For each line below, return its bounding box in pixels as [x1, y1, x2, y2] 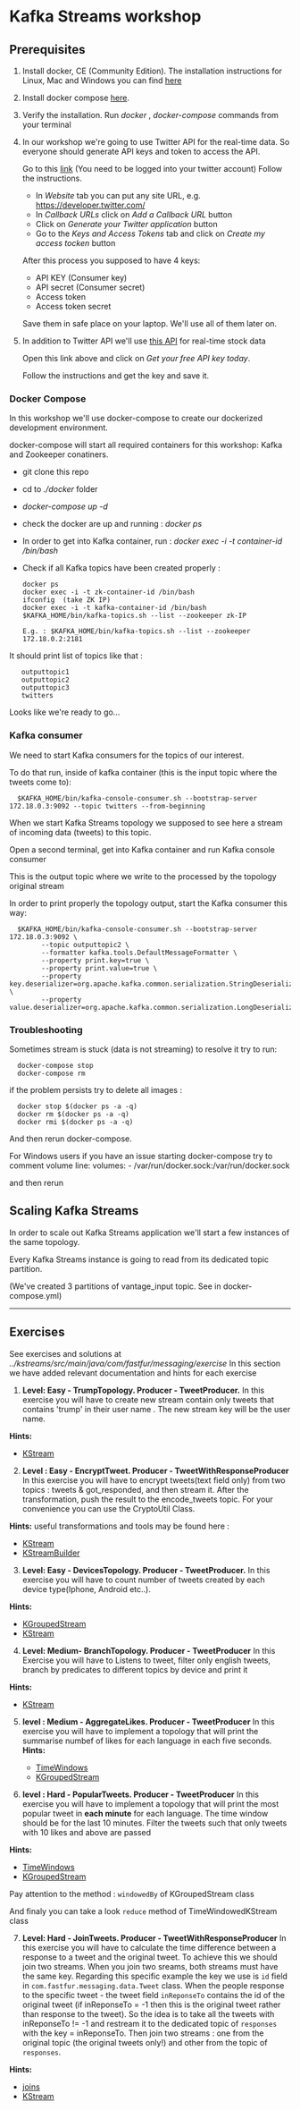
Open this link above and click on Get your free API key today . [21, 353, 251, 363]
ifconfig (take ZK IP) [21, 596, 112, 605]
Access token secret [35, 301, 112, 311]
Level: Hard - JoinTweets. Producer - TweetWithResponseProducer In [21, 1932, 287, 1943]
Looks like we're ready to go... [9, 707, 121, 717]
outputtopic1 [21, 668, 70, 677]
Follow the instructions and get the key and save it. [21, 370, 210, 381]
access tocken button [35, 238, 116, 248]
